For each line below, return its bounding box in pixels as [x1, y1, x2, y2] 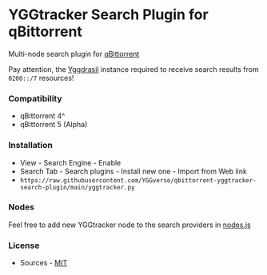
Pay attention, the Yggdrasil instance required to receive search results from [8, 64, 259, 74]
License [8, 240, 40, 251]
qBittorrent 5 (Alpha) [19, 120, 88, 130]
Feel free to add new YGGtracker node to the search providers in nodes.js [8, 220, 251, 229]
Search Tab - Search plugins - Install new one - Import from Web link [19, 166, 248, 176]
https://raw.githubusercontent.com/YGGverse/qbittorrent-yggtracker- [19, 176, 257, 185]
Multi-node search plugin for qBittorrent [8, 49, 140, 58]
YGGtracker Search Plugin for [8, 6, 209, 24]
